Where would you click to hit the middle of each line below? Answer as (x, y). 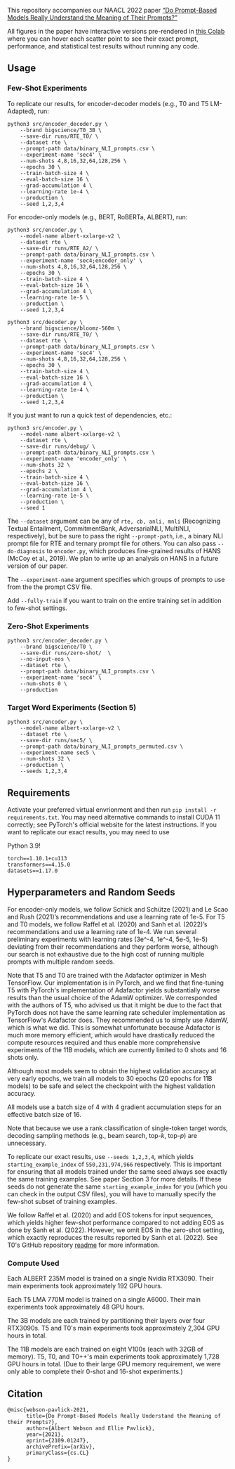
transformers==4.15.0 (39, 865)
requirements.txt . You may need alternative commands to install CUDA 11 (114, 817)
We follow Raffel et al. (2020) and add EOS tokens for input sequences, (110, 1215)
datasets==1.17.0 (33, 871)
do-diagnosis (26, 551)
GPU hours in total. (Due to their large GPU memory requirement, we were (114, 1364)
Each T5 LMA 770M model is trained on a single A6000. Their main (104, 1300)
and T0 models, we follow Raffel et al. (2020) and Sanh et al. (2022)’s (107, 924)
